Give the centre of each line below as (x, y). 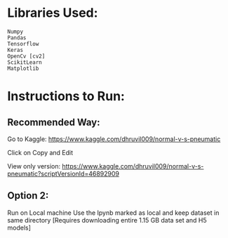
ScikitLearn (25, 62)
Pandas (17, 38)
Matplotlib (23, 68)
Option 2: (28, 196)
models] (19, 227)
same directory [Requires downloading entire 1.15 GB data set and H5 (107, 220)
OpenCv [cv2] (26, 56)
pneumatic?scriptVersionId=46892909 (63, 173)
